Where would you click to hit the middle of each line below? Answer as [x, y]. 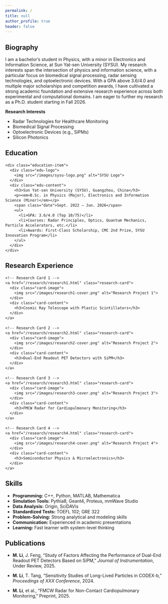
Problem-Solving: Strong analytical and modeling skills [70, 517]
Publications [25, 543]
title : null [18, 16]
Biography [22, 47]
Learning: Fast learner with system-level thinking [63, 527]
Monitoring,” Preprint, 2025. [41, 596]
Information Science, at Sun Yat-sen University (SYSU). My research [76, 65]
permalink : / [19, 11]
